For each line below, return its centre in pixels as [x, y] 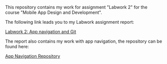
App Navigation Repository [33, 56]
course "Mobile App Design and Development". [54, 12]
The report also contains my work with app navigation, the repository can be [84, 41]
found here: [17, 46]
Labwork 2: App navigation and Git [41, 32]
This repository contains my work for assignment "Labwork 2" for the [77, 7]
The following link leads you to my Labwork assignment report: [70, 22]
